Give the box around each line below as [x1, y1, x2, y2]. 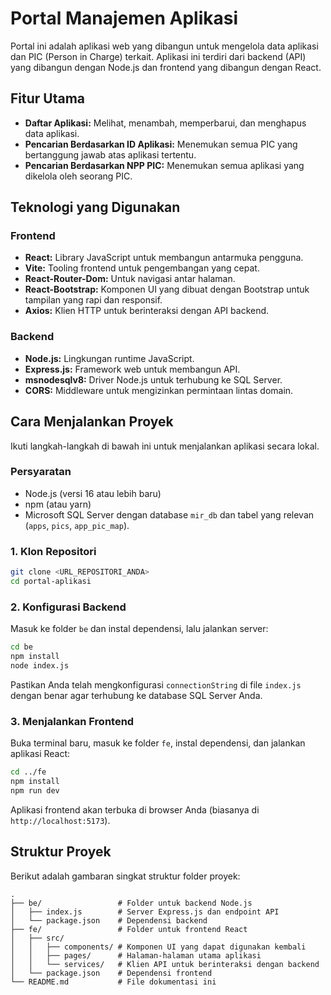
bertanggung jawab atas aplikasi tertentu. [24, 148, 197, 161]
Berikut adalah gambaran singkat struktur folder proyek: [10, 870, 241, 882]
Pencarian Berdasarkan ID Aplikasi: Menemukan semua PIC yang [24, 138, 298, 150]
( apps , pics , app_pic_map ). [24, 519, 130, 531]
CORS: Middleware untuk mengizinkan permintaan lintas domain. [24, 384, 294, 396]
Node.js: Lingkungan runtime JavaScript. [24, 352, 195, 364]
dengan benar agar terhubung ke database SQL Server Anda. [10, 689, 263, 701]
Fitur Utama [10, 90, 86, 107]
